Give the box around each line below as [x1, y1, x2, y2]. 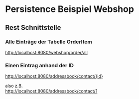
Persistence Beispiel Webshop [5, 3, 135, 15]
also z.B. [5, 83, 23, 89]
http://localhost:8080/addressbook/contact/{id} [5, 73, 103, 79]
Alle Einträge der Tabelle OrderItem [5, 38, 92, 45]
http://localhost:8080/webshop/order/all [5, 49, 88, 55]
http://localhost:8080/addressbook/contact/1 [5, 88, 98, 94]
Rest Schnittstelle [5, 23, 61, 32]
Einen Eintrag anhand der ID [5, 62, 74, 69]
